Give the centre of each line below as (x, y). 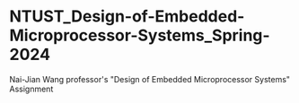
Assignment (31, 89)
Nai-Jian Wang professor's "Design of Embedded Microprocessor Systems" (149, 79)
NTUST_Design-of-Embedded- (127, 17)
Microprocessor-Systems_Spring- (140, 35)
